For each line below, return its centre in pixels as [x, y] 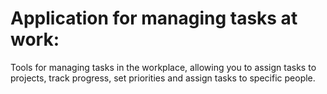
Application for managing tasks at [154, 18]
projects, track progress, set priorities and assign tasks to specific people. [163, 78]
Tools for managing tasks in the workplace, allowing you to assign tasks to [163, 67]
